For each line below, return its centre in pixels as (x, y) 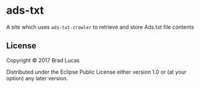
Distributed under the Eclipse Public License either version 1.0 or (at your (96, 72)
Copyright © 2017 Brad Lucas (43, 60)
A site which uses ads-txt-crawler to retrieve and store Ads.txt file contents (100, 27)
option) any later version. (37, 78)
